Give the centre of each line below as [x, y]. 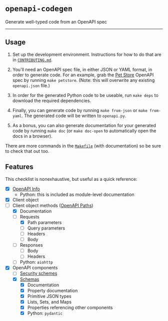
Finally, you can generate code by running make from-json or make [80, 110]
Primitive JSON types [49, 296]
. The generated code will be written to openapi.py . [74, 116]
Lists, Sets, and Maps [49, 302]
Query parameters [46, 228]
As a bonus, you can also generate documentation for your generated [84, 125]
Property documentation [52, 290]
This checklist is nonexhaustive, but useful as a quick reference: [71, 179]
